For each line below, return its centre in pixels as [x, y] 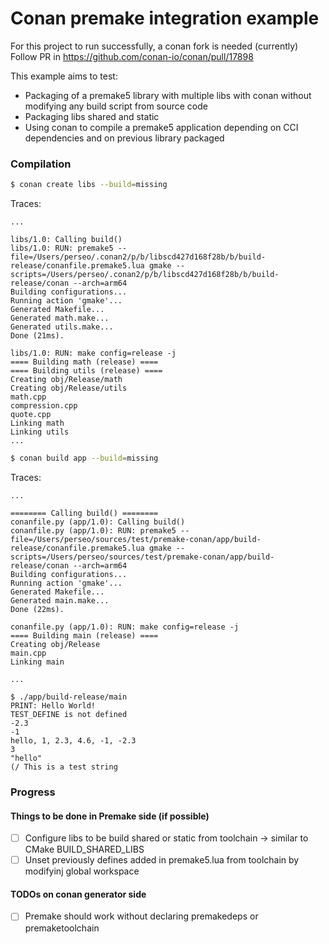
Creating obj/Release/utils [69, 388]
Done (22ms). [37, 609]
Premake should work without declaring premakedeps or [141, 916]
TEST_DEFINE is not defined [69, 714]
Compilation [41, 164]
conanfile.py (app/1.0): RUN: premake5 [93, 530]
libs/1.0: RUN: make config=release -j [93, 353]
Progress [33, 792]
